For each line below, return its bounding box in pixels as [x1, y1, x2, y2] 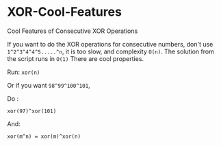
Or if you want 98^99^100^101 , [7, 81, 90, 89]
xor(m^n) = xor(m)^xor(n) [7, 133, 81, 140]
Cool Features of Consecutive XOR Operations [7, 27, 138, 35]
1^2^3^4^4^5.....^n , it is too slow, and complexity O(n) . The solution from [7, 47, 214, 56]
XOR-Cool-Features [7, 4, 122, 20]
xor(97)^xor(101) [7, 108, 57, 114]
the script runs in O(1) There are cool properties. [7, 54, 144, 62]
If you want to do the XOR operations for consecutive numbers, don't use [7, 40, 213, 48]
